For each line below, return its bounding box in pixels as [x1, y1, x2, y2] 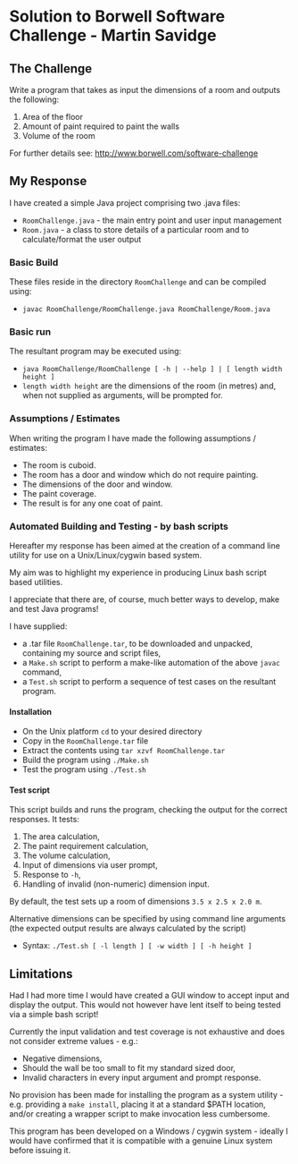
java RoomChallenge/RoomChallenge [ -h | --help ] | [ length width [21, 365, 283, 374]
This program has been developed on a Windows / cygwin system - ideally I [9, 1126, 288, 1137]
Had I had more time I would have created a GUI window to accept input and [9, 990, 290, 1001]
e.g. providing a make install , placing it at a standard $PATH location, [9, 1099, 266, 1110]
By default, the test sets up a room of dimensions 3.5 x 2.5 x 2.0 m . [9, 896, 263, 907]
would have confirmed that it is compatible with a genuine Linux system [9, 1135, 273, 1146]
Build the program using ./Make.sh [21, 754, 149, 766]
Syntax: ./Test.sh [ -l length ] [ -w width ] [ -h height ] [21, 940, 252, 951]
